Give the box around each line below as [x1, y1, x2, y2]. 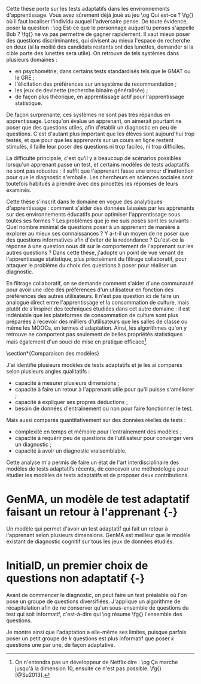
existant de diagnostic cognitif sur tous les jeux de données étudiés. [6, 538, 175, 545]
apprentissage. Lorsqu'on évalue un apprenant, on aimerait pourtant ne [6, 117, 182, 125]
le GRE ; [14, 74, 35, 81]
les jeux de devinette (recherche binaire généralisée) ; [14, 87, 148, 94]
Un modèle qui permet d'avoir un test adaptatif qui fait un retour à [6, 525, 169, 532]
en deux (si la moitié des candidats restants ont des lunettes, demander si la [6, 43, 194, 50]
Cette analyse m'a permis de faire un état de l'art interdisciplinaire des [6, 459, 179, 466]
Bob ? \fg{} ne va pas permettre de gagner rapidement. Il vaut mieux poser [6, 31, 190, 38]
